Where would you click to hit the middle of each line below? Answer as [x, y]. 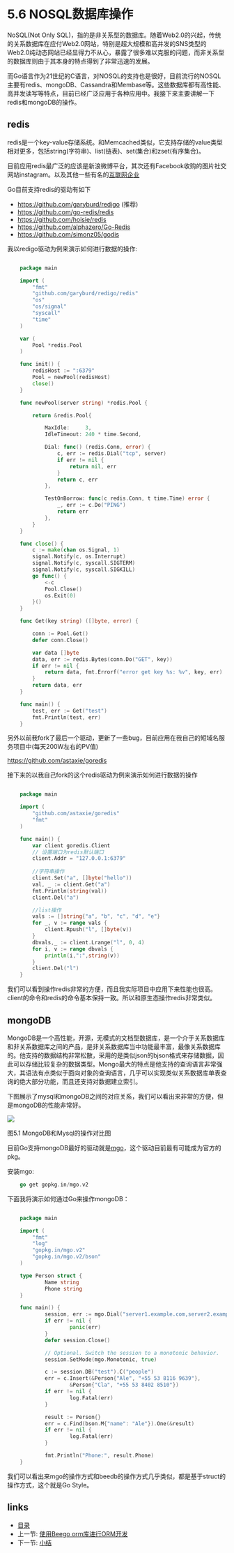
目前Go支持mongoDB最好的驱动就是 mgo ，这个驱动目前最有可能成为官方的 [114, 1147]
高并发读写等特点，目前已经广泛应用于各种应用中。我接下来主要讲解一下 [111, 93]
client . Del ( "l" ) [56, 968]
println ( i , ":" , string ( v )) [82, 956]
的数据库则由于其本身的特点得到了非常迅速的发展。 [80, 61]
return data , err [57, 685]
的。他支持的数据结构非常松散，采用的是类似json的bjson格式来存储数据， [112, 1055]
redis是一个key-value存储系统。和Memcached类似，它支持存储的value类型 [115, 142]
